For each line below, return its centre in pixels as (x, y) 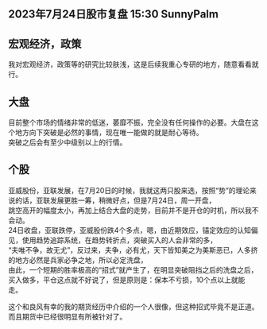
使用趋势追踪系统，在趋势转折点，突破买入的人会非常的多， (119, 240)
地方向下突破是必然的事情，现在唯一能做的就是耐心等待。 (109, 133)
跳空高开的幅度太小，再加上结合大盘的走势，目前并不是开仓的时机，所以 (126, 210)
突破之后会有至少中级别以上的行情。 (68, 142)
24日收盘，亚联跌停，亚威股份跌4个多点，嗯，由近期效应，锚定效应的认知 (130, 230)
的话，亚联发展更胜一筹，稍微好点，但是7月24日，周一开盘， (115, 200)
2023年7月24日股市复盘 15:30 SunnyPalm (113, 14)
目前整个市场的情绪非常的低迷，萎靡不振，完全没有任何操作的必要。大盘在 (130, 122)
